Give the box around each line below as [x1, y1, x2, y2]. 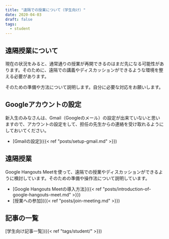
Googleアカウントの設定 [5, 100, 82, 109]
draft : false [5, 17, 33, 22]
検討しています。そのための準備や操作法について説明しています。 [14, 175, 150, 181]
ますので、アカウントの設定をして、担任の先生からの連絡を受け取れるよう [5, 121, 160, 127]
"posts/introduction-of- [102, 186, 151, 192]
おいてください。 [14, 127, 49, 133]
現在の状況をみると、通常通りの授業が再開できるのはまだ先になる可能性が [5, 60, 160, 66]
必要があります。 [14, 73, 49, 79]
